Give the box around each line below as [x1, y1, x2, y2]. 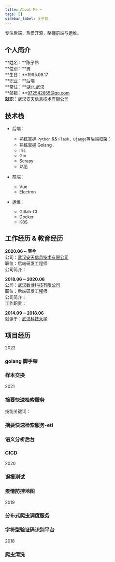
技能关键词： [5, 409, 30, 414]
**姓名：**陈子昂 [5, 59, 40, 66]
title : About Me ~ [5, 7, 42, 12]
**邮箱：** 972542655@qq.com [5, 90, 70, 96]
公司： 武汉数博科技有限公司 [5, 282, 60, 288]
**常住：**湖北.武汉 [5, 84, 45, 90]
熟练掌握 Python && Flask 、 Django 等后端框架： [19, 136, 112, 142]
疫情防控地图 [5, 488, 35, 495]
